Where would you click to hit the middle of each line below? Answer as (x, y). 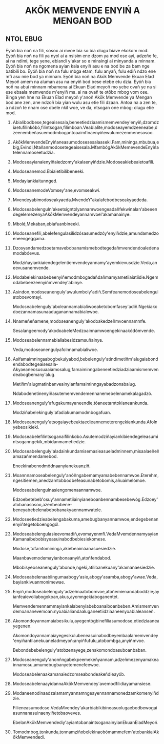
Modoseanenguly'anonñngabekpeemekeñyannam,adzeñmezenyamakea (86, 660)
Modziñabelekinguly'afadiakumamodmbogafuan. (62, 412)
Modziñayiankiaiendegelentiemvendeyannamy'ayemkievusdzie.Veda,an (85, 263)
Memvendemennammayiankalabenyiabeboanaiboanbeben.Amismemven (86, 606)
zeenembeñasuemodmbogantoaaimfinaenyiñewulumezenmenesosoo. (83, 133)
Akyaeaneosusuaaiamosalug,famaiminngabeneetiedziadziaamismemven (86, 369)
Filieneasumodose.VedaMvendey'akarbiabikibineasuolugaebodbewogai (85, 708)
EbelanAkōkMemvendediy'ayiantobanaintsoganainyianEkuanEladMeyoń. (85, 722)
